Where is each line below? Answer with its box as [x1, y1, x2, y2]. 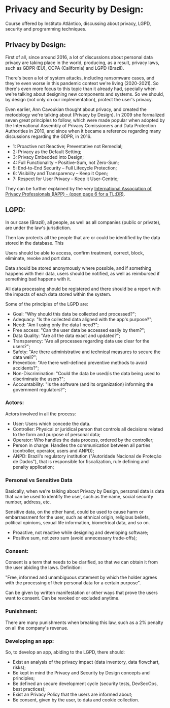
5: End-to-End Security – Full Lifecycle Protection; [12, 164, 117, 171]
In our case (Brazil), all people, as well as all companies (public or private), [5, 219, 161, 225]
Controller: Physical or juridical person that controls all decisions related [12, 426, 163, 432]
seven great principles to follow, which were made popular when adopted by [5, 117, 165, 123]
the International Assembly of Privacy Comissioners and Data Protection [5, 122, 156, 128]
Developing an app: [5, 637, 54, 644]
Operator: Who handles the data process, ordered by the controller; [12, 437, 154, 443]
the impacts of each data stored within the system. [5, 291, 112, 297]
